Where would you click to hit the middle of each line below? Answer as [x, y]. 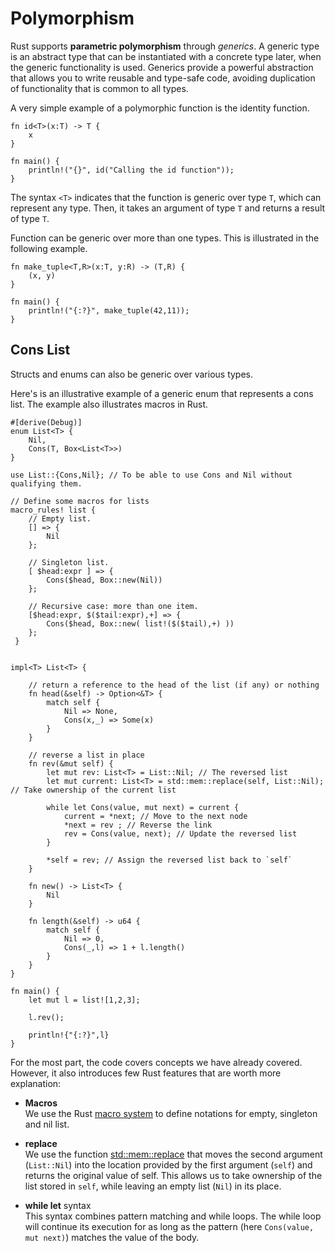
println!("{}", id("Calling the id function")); [131, 170]
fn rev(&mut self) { [71, 763]
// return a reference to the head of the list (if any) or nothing [174, 685]
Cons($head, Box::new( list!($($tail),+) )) [140, 623]
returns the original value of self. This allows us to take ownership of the [173, 1175]
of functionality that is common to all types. [99, 88]
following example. [49, 248]
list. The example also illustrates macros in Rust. [109, 404]
